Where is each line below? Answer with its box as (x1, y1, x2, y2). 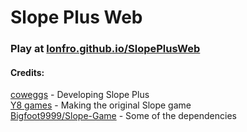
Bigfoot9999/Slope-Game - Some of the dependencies (10, 110, 237, 122)
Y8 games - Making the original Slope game (10, 99, 192, 111)
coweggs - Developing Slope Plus (10, 89, 150, 101)
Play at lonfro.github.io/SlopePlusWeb (10, 42, 201, 56)
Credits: (10, 66, 45, 78)
